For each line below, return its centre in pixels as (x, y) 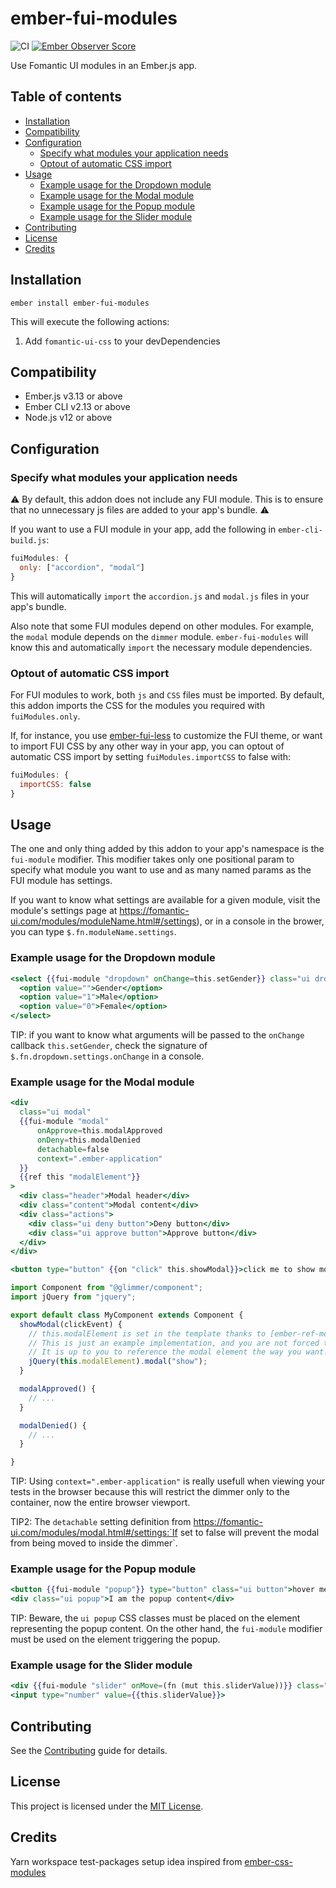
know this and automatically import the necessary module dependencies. (161, 647)
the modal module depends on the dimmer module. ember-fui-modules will (159, 636)
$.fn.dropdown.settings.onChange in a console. (107, 1056)
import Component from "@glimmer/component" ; (106, 1288)
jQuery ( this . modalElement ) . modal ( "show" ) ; (118, 1362)
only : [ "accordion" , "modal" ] (82, 567)
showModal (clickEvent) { (71, 1324)
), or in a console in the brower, (260, 921)
